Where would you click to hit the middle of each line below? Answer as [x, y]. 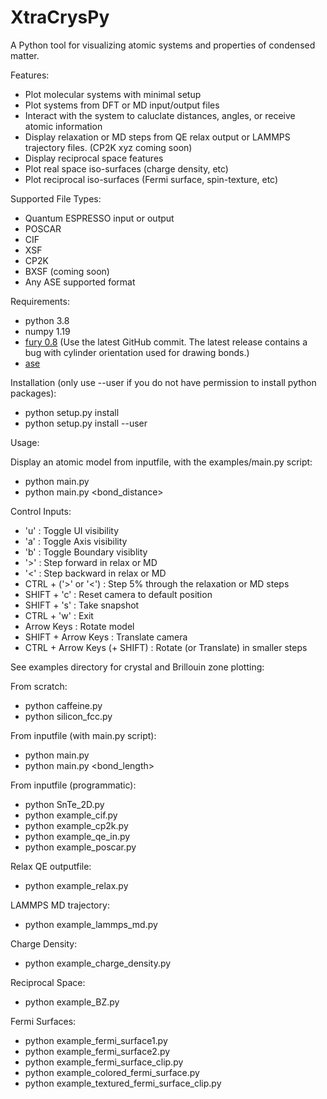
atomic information [63, 126]
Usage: [25, 442]
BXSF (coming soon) [67, 271]
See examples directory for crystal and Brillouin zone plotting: [137, 667]
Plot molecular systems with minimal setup [113, 94]
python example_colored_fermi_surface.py [112, 1072]
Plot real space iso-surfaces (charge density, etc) [126, 168]
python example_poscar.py [80, 847]
